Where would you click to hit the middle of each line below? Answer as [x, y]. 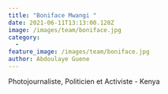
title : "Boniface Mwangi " [52, 15]
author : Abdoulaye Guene [49, 60]
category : [24, 37]
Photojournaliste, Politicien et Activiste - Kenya [84, 81]
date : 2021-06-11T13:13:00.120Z [61, 23]
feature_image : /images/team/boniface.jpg [79, 52]
